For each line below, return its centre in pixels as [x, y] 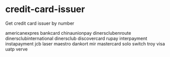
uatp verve [16, 49]
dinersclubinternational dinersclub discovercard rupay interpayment [76, 38]
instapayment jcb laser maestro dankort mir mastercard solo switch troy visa [85, 43]
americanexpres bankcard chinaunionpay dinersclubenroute [68, 33]
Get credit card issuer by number [40, 23]
